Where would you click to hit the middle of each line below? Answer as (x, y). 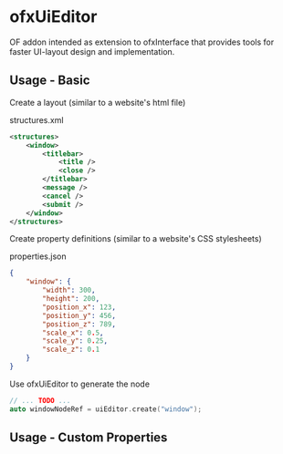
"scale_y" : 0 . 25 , (75, 341)
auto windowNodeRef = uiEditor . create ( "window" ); (106, 409)
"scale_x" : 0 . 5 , (73, 333)
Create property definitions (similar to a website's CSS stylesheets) (136, 239)
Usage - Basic (50, 81)
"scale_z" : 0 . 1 (71, 350)
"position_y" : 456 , (79, 315)
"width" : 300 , (69, 290)
